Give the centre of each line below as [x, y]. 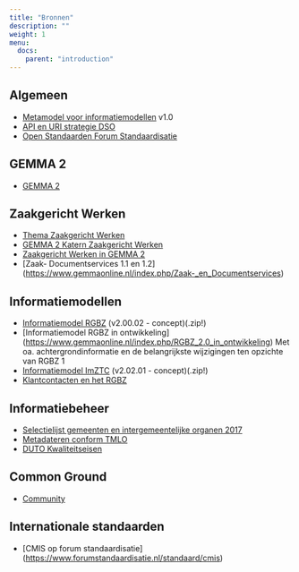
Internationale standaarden [87, 527]
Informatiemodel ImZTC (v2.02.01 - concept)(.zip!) [115, 371]
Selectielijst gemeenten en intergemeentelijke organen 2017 [132, 430]
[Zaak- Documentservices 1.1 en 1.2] [89, 264]
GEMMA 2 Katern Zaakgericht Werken [93, 245]
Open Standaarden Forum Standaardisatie [99, 136]
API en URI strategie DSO [69, 126]
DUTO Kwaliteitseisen [62, 449]
